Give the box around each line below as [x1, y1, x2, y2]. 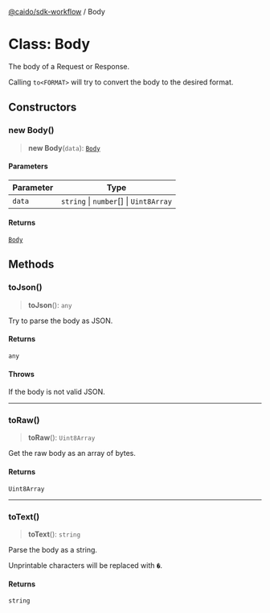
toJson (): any [27, 300, 72, 309]
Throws [8, 369, 35, 379]
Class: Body [8, 35, 91, 53]
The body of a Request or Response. [8, 61, 130, 71]
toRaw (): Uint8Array [27, 433, 96, 442]
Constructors [8, 101, 77, 114]
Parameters [8, 161, 48, 172]
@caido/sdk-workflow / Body [8, 7, 106, 16]
